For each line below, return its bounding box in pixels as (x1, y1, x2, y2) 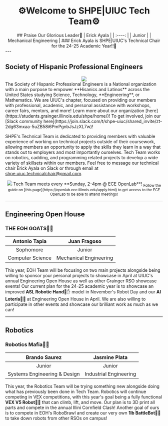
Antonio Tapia (12, 238, 47, 245)
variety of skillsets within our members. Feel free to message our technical (5, 160, 159, 166)
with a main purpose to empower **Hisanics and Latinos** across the (5, 86, 150, 92)
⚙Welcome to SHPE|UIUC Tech (18, 5, 150, 17)
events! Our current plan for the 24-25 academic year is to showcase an (5, 283, 154, 289)
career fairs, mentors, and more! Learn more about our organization (5, 108, 144, 114)
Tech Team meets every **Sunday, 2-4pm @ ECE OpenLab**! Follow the (13, 181, 161, 188)
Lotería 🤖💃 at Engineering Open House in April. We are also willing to (5, 296, 146, 302)
